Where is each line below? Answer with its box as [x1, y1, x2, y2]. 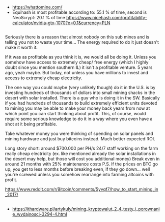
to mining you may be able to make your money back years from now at [5, 105, 150, 111]
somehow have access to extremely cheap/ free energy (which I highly [5, 59, 149, 65]
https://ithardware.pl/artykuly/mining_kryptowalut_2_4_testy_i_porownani [12, 206, 160, 212]
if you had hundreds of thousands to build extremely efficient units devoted [5, 100, 158, 106]
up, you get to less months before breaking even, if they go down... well [5, 166, 150, 172]
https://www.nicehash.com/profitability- [66, 15, 147, 20]
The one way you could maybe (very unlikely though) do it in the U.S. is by [5, 85, 156, 91]
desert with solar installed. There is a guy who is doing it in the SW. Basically [5, 95, 160, 101]
